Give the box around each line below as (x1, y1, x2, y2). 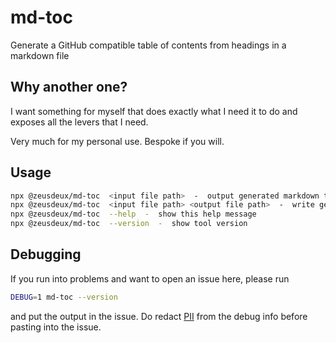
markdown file (10, 49, 70, 61)
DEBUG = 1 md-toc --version (10, 292, 118, 302)
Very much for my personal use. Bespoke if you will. (10, 135, 225, 147)
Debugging (10, 246, 82, 263)
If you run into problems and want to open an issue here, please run (10, 272, 290, 285)
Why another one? (10, 79, 128, 96)
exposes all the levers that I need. (10, 116, 149, 128)
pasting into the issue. (10, 321, 102, 333)
